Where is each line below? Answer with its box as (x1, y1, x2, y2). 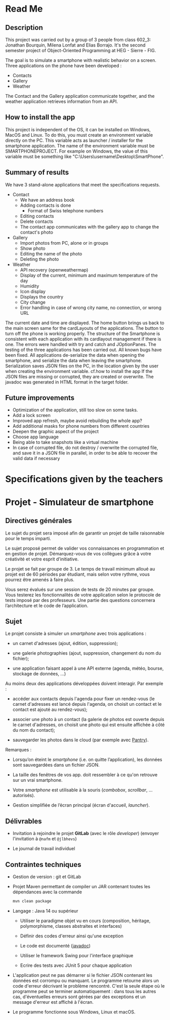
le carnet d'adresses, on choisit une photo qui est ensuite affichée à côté (12, 722, 165, 728)
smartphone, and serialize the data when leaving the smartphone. (5, 357, 143, 363)
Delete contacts (20, 218, 53, 224)
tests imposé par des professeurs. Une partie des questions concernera (5, 597, 155, 603)
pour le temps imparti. (5, 535, 52, 541)
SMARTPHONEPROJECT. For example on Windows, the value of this (5, 148, 148, 154)
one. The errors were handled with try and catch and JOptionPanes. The (5, 341, 156, 347)
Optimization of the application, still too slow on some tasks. (12, 407, 138, 413)
